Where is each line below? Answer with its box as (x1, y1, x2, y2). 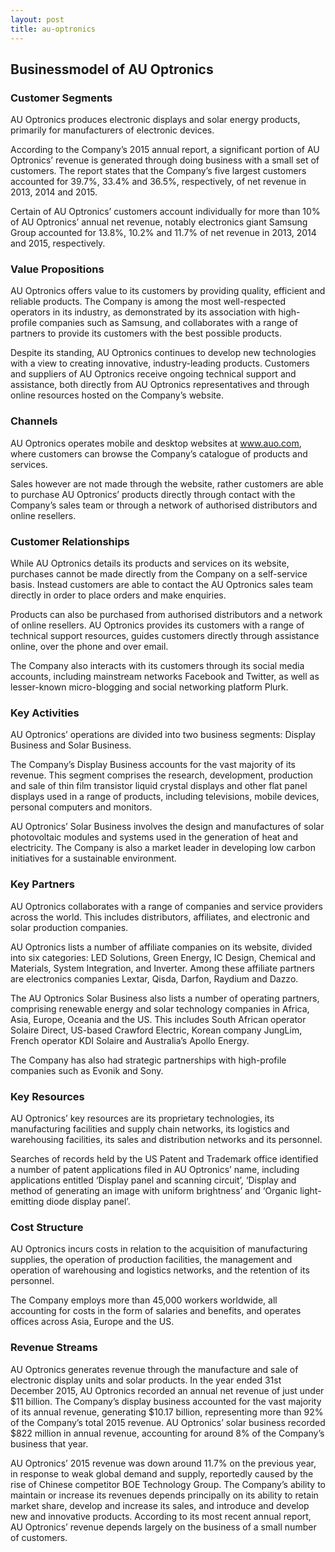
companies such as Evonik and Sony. (10, 1064, 164, 1076)
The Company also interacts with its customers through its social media (10, 660, 305, 672)
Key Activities (10, 706, 80, 720)
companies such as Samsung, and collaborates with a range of (39, 317, 298, 329)
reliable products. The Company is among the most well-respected (10, 296, 286, 308)
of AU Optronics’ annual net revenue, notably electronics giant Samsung (10, 216, 308, 228)
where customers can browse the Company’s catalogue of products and (10, 447, 308, 460)
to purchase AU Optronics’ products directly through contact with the (10, 488, 296, 500)
